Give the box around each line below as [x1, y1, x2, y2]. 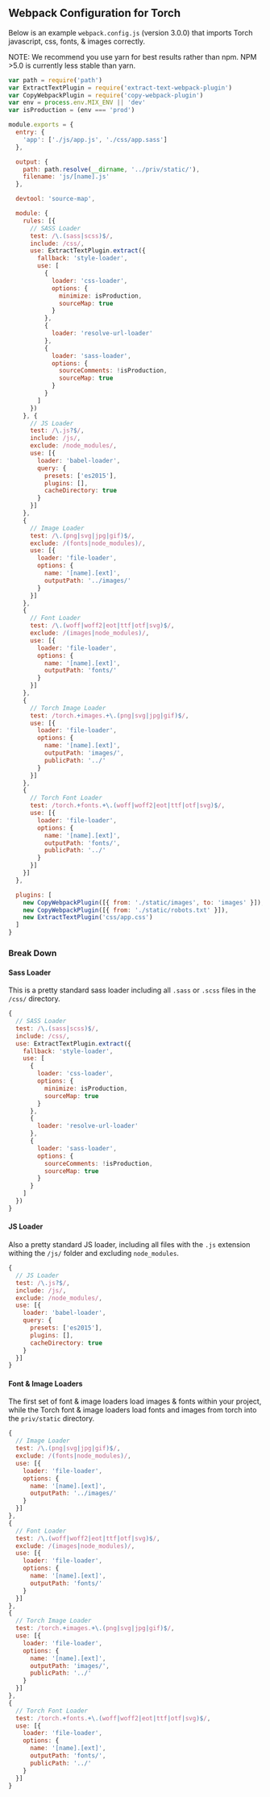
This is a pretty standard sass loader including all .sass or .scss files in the [8, 985, 256, 995]
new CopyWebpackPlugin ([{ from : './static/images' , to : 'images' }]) [23, 898, 262, 906]
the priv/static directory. [8, 1414, 95, 1424]
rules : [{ [23, 217, 56, 225]
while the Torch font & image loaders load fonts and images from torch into [8, 1405, 257, 1415]
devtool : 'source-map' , [15, 195, 95, 203]
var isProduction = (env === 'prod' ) [8, 106, 135, 114]
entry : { [15, 128, 45, 136]
